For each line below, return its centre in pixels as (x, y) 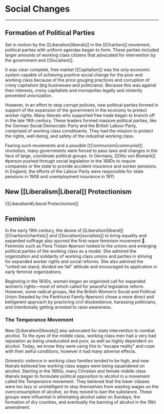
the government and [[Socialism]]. (40, 60)
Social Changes (37, 9)
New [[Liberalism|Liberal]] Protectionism (68, 192)
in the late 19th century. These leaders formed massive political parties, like (81, 120)
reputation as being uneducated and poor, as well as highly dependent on (79, 341)
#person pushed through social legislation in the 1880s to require (70, 161)
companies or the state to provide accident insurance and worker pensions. (81, 166)
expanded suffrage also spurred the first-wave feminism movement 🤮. (76, 241)
